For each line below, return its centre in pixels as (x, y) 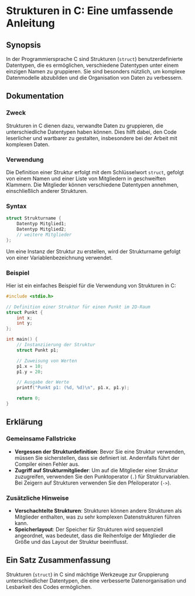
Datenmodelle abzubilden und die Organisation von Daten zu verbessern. (95, 78)
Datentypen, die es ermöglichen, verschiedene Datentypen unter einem (92, 65)
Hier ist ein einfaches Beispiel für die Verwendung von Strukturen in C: (91, 285)
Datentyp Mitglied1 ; (42, 224)
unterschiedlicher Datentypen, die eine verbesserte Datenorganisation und (96, 580)
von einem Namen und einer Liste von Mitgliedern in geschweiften (86, 178)
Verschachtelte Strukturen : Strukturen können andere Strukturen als (98, 510)
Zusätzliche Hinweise (37, 498)
